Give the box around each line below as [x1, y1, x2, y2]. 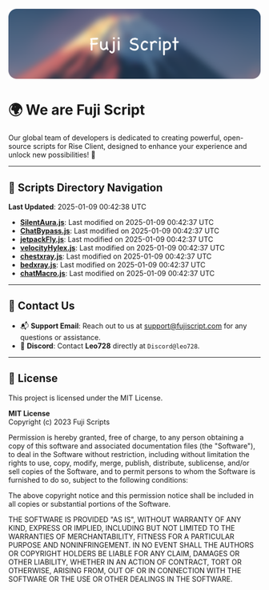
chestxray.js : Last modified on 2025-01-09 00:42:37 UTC [19, 251, 212, 261]
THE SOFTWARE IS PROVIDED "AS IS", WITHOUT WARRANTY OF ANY [8, 514, 242, 524]
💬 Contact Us [8, 299, 75, 313]
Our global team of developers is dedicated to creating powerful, [8, 133, 222, 142]
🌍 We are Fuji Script [8, 101, 146, 119]
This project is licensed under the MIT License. [8, 393, 163, 403]
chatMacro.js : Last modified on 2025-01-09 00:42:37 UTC [19, 269, 215, 279]
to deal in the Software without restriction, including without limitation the [8, 449, 250, 459]
